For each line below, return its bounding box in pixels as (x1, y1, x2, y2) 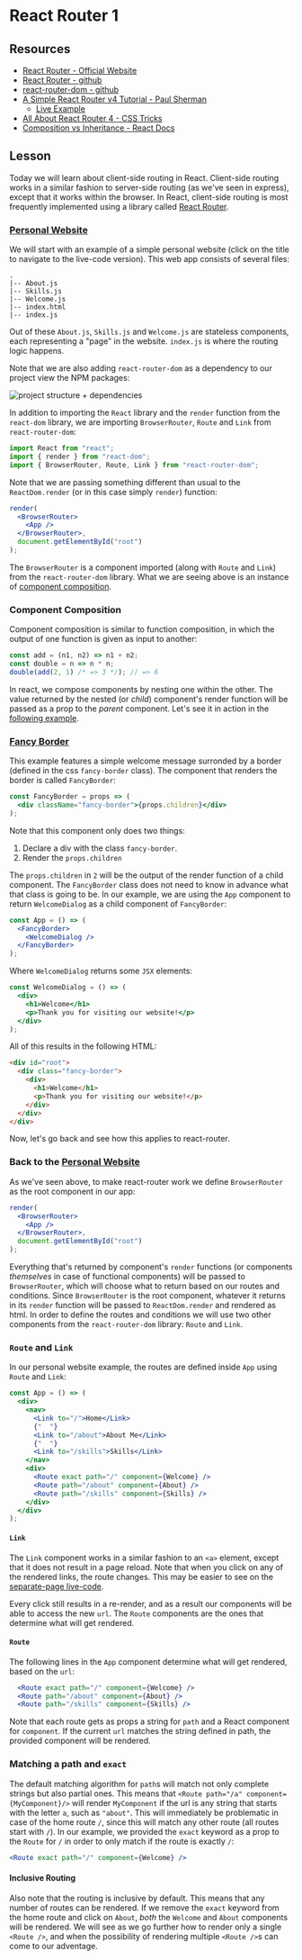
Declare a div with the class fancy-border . (22, 843, 178, 854)
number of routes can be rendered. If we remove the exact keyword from (9, 1901, 280, 1913)
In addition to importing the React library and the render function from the (9, 407, 280, 419)
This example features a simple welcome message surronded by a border (9, 755, 282, 766)
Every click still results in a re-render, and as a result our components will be (9, 1598, 292, 1609)
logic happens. (9, 346, 65, 357)
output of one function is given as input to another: (9, 634, 198, 645)
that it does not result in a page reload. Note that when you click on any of (9, 1561, 284, 1572)
